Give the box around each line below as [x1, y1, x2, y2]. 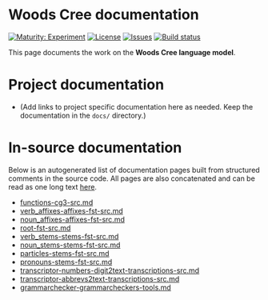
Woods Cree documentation [8, 6, 199, 24]
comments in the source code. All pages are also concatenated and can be [8, 174, 256, 183]
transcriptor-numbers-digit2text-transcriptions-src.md [19, 266, 200, 275]
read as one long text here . [8, 182, 98, 191]
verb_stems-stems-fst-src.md [19, 231, 119, 241]
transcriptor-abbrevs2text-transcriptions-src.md [19, 274, 180, 283]
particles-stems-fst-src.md [19, 248, 110, 258]
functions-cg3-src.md [19, 198, 94, 207]
